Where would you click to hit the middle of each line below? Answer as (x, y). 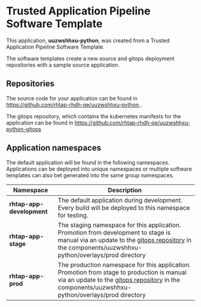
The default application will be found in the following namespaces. (88, 162)
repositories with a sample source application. (63, 65)
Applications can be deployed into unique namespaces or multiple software (99, 169)
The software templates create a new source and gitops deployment (90, 58)
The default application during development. (120, 200)
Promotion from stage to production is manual (122, 272)
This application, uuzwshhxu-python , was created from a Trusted (88, 40)
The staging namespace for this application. (119, 225)
